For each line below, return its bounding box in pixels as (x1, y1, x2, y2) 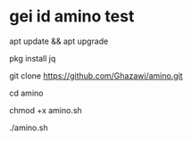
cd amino (9, 87, 44, 98)
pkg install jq (9, 53, 56, 63)
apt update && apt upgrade (9, 36, 109, 46)
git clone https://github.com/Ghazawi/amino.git (9, 70, 183, 81)
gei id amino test (9, 6, 135, 27)
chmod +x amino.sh (9, 104, 82, 115)
